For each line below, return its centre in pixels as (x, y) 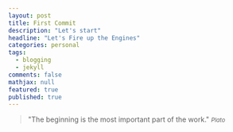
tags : (17, 52)
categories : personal (44, 45)
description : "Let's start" (55, 30)
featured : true (33, 89)
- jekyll (30, 68)
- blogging (33, 60)
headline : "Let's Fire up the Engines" (74, 38)
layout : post (30, 16)
